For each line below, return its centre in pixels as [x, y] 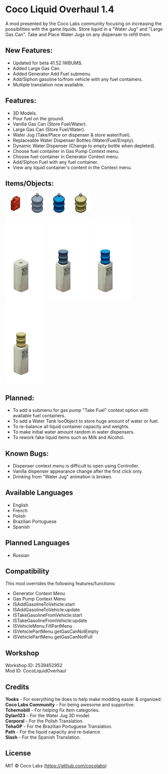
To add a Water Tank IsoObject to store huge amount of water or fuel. [86, 421]
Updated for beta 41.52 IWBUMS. [47, 63]
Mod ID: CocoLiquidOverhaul [36, 671]
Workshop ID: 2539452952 [34, 666]
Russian [21, 555]
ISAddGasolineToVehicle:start [44, 604]
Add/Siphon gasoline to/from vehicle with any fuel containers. [78, 79]
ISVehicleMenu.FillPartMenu [42, 626]
